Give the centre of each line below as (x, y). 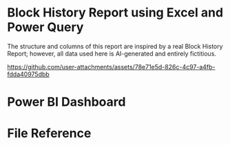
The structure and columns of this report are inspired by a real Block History (115, 46)
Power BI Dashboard (66, 102)
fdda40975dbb (28, 74)
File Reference (49, 134)
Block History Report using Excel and (115, 13)
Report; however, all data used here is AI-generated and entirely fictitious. (112, 54)
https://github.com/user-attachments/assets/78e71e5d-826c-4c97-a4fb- (111, 67)
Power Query (45, 27)
